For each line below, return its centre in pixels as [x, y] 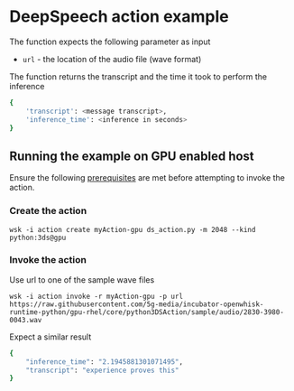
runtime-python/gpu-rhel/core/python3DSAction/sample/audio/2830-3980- [147, 312]
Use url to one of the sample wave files [82, 279]
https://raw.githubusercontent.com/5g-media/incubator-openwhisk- [137, 304]
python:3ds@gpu [38, 237]
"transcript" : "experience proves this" [102, 370]
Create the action [48, 211]
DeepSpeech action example [119, 17]
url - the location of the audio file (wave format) [112, 59]
